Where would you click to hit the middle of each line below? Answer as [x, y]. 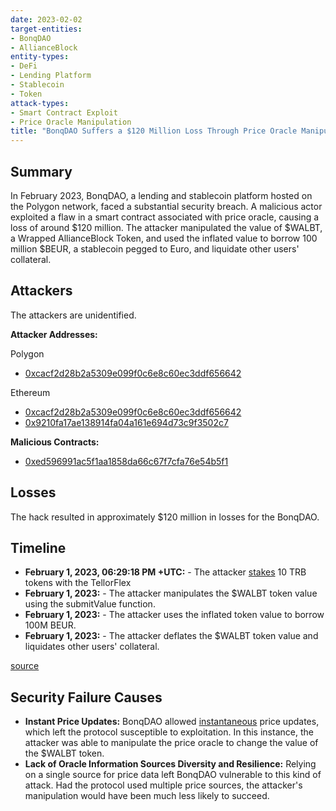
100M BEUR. [50, 625]
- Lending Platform [51, 76]
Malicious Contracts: [55, 442]
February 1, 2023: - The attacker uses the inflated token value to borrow [174, 615]
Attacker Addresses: [54, 334]
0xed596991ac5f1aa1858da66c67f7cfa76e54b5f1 [126, 461]
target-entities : [46, 29]
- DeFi [24, 66]
